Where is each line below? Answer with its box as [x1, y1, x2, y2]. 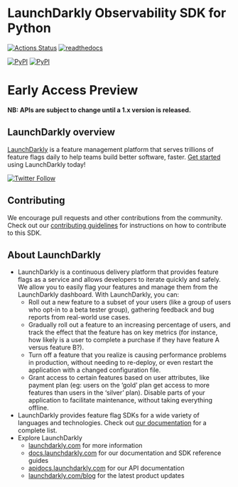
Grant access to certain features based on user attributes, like [28, 373, 210, 382]
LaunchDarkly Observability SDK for [7, 5, 227, 21]
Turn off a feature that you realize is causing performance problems [28, 351, 227, 359]
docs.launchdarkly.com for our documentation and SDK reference [28, 449, 222, 457]
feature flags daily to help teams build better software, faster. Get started [7, 153, 221, 161]
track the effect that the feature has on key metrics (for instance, [28, 328, 218, 336]
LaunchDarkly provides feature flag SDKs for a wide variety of [17, 411, 200, 420]
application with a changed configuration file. [28, 366, 161, 374]
